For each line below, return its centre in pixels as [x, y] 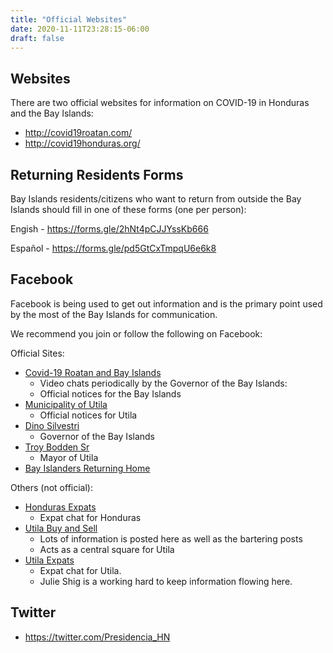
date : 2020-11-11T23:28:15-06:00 [80, 29]
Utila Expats [49, 560]
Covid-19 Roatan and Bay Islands [93, 372]
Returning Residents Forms [97, 174]
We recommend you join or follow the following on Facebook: [136, 333]
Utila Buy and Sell [61, 528]
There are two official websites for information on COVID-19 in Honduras [160, 103]
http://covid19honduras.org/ [82, 143]
